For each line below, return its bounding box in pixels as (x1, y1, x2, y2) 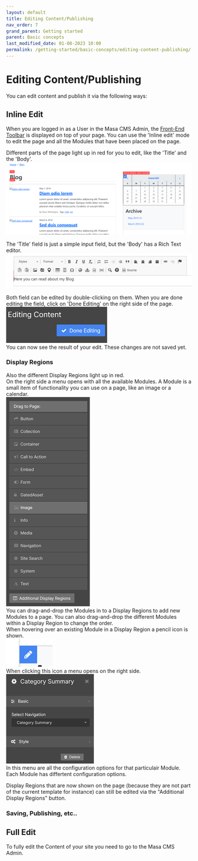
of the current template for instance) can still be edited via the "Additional (6, 788, 184, 795)
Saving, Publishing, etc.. (6, 809, 78, 817)
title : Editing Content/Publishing (6, 15, 94, 22)
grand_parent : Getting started (6, 28, 83, 34)
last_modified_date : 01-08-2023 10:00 (6, 41, 101, 47)
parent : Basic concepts (6, 34, 65, 41)
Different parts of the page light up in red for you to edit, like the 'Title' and (6, 149, 187, 156)
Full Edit (6, 827, 37, 837)
